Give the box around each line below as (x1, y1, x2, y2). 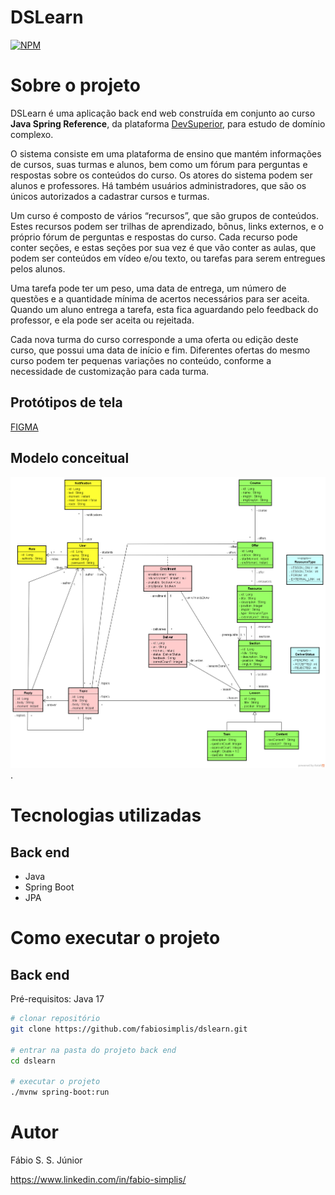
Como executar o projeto (10, 927, 221, 950)
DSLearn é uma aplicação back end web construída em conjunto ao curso (10, 107, 316, 119)
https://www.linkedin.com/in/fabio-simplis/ (10, 1174, 187, 1185)
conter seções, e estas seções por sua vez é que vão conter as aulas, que (10, 241, 317, 253)
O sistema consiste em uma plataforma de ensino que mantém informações (10, 147, 322, 160)
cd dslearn (10, 1056, 56, 1066)
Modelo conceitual (10, 450, 130, 467)
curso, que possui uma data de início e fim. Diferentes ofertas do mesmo (10, 344, 311, 356)
